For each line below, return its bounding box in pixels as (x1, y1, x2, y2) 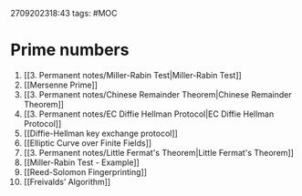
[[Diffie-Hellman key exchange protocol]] (23, 128, 179, 139)
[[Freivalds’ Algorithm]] (23, 176, 111, 187)
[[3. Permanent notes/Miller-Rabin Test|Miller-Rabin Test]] (23, 69, 243, 80)
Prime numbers (10, 40, 130, 60)
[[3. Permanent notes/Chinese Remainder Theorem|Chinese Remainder (23, 88, 292, 99)
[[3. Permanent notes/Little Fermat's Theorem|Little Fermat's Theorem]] (23, 147, 295, 158)
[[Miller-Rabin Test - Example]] (23, 157, 140, 168)
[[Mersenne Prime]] (23, 79, 99, 90)
